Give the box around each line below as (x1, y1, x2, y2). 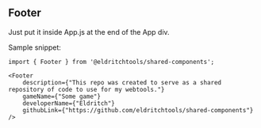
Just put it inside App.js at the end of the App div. (8, 27, 170, 36)
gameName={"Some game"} (22, 92, 102, 100)
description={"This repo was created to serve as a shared (22, 78, 222, 86)
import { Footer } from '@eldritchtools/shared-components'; (8, 58, 215, 66)
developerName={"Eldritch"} (22, 99, 115, 107)
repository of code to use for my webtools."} (8, 85, 165, 93)
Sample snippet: (8, 43, 62, 52)
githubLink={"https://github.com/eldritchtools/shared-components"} (22, 106, 254, 114)
